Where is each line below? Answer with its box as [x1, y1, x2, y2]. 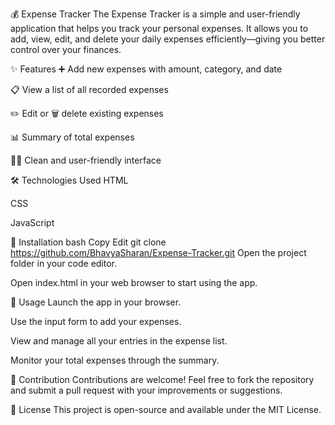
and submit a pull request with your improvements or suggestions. [10, 384, 283, 396]
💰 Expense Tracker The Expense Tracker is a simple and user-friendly [10, 8, 301, 20]
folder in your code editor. [10, 258, 118, 269]
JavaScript [10, 217, 55, 228]
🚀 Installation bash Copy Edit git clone [10, 236, 167, 248]
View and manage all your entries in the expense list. [10, 335, 228, 347]
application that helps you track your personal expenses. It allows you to [10, 23, 309, 34]
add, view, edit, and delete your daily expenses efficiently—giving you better [10, 33, 326, 45]
